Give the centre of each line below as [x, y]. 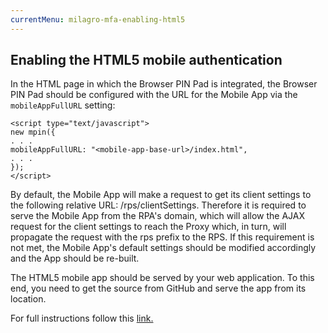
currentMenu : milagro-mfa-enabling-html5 [98, 19]
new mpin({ [33, 132]
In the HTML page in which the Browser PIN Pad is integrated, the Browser [164, 84]
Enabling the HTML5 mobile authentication [146, 60]
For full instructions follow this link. [82, 318]
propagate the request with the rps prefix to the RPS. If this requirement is [162, 237]
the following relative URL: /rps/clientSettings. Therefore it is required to [158, 205]
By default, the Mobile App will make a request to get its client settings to [161, 195]
